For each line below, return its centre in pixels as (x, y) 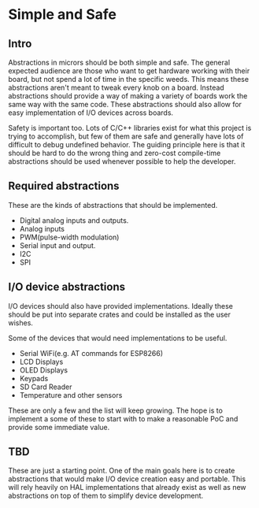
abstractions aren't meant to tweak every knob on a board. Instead (116, 87)
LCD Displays (41, 362)
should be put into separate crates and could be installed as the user (119, 314)
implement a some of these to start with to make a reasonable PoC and (123, 418)
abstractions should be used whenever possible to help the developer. (122, 161)
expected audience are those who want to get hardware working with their (129, 71)
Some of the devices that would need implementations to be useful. (118, 338)
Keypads (34, 378)
